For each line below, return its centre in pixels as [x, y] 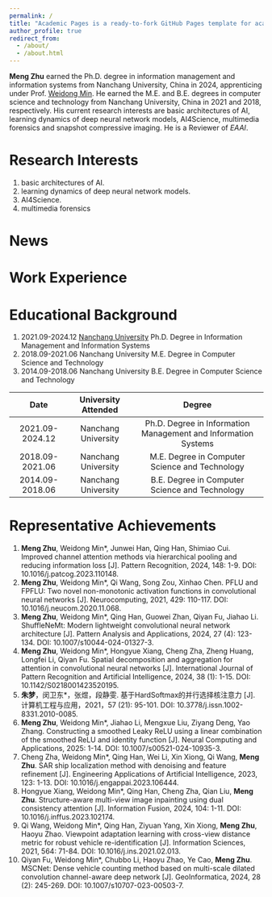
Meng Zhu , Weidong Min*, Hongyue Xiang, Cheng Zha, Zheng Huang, [137, 651]
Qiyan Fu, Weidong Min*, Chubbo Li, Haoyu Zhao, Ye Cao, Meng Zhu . [136, 860]
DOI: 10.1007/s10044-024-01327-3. [95, 643]
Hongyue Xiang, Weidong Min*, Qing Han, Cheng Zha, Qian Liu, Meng [137, 791]
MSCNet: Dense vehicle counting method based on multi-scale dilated [138, 869]
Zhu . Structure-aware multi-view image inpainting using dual [122, 800]
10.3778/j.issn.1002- [210, 705]
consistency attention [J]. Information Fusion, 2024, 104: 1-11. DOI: [131, 808]
